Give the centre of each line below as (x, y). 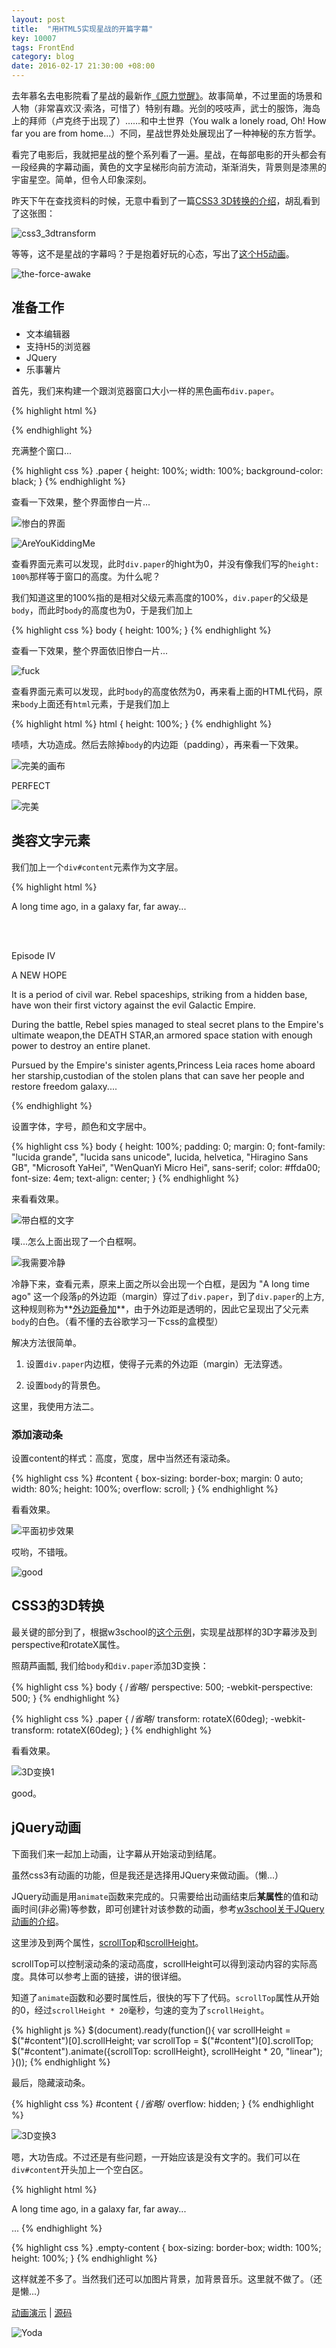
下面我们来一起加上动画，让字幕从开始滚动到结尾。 (116, 1853)
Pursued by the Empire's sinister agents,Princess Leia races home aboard (163, 1065)
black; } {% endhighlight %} (68, 481)
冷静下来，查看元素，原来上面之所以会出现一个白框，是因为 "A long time (161, 1283)
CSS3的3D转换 (58, 1606)
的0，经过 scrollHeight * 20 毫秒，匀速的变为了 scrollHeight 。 (140, 2010)
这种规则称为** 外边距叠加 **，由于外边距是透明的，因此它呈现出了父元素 (160, 1308)
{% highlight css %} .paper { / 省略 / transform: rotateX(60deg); (140, 1718)
